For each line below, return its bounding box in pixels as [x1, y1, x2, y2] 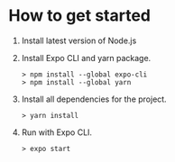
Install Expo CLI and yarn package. [21, 52, 152, 63]
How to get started [8, 5, 151, 26]
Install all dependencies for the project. [21, 94, 168, 104]
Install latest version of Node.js [21, 35, 137, 46]
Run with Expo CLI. [21, 127, 92, 138]
